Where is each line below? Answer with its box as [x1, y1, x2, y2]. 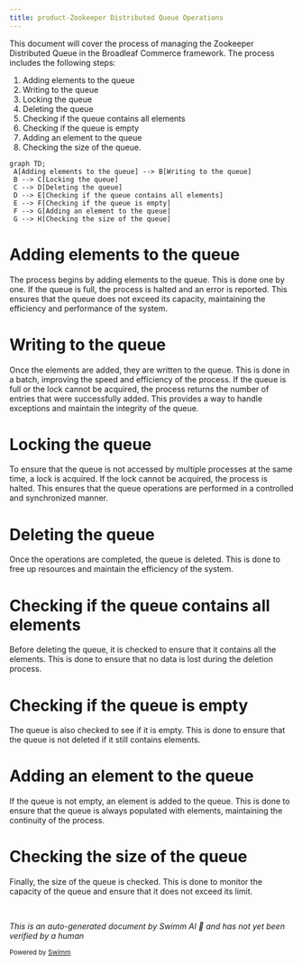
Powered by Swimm [9, 948, 71, 957]
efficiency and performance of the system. [9, 303, 169, 314]
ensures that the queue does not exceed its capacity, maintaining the [9, 293, 266, 304]
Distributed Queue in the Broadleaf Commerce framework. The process [9, 47, 275, 59]
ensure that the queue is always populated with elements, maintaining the [9, 805, 283, 816]
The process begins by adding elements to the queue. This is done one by [9, 274, 286, 285]
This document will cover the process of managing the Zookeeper [9, 38, 254, 49]
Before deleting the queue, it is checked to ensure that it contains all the [9, 644, 277, 655]
